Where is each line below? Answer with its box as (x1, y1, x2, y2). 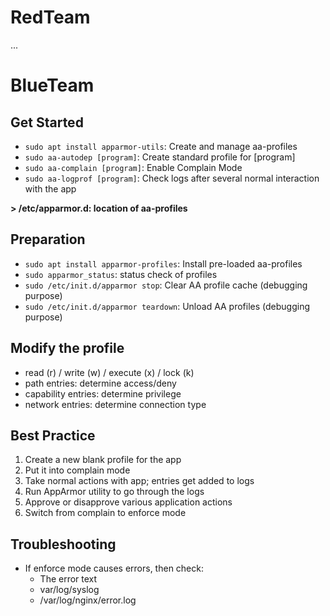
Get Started (10, 114, 84, 131)
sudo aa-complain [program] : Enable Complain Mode (24, 161, 243, 173)
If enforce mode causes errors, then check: (24, 562, 204, 575)
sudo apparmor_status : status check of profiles (24, 268, 218, 280)
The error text (39, 573, 98, 585)
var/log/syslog (39, 584, 100, 596)
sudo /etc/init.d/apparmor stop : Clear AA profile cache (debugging (24, 279, 308, 291)
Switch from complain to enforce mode (24, 507, 187, 519)
